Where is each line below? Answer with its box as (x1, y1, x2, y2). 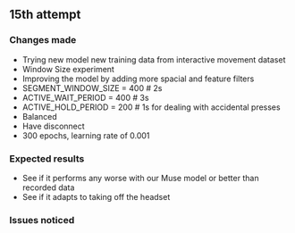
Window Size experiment (21, 63, 114, 74)
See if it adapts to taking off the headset (21, 191, 171, 202)
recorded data (21, 182, 75, 193)
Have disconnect (21, 121, 85, 131)
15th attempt (9, 7, 81, 22)
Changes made (9, 34, 77, 46)
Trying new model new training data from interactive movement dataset (21, 54, 286, 65)
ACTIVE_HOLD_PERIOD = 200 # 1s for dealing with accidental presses (21, 102, 281, 112)
